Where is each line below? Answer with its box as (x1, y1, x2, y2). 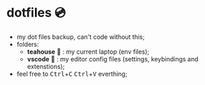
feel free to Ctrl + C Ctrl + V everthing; (16, 70, 128, 78)
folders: (16, 40, 39, 48)
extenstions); (26, 62, 65, 70)
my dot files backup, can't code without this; (16, 32, 145, 41)
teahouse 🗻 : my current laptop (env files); (26, 47, 150, 56)
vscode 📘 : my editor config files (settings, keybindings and (26, 54, 199, 63)
